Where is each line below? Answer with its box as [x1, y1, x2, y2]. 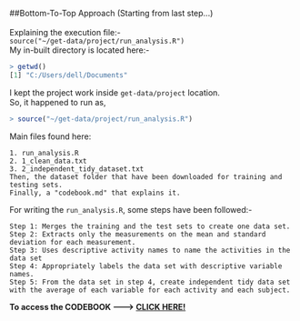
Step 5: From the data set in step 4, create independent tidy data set [9, 277, 291, 286]
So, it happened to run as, [9, 96, 106, 107]
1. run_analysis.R [9, 148, 79, 157]
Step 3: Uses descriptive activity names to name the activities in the [9, 246, 291, 255]
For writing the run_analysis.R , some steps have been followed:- [9, 204, 253, 215]
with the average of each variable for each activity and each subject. [9, 286, 291, 295]
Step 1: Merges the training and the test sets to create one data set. [9, 222, 291, 231]
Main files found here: [9, 131, 92, 142]
